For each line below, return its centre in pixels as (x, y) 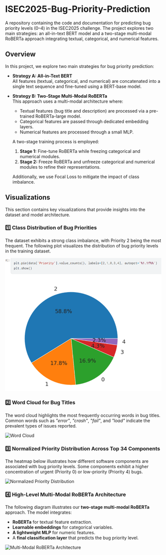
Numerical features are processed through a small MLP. (77, 132)
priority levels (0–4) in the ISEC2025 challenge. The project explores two (79, 28)
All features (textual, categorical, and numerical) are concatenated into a (86, 81)
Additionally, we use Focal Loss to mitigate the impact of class (76, 177)
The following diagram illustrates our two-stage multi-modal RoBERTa (77, 507)
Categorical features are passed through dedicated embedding (84, 121)
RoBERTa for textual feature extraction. (52, 522)
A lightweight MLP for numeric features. (54, 533)
